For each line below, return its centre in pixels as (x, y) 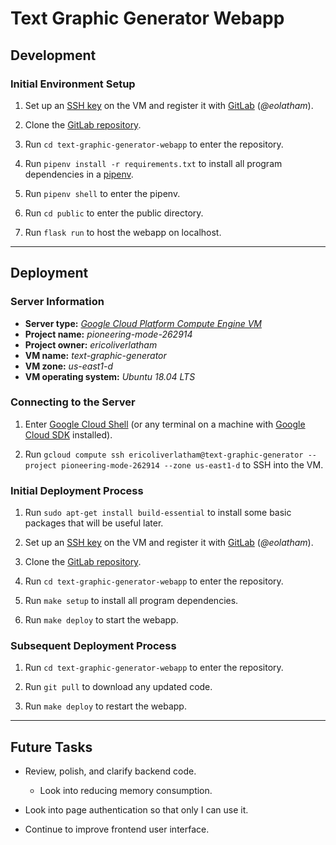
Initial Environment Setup (73, 84)
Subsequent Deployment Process (93, 646)
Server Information (57, 302)
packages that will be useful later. (94, 523)
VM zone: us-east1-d (69, 366)
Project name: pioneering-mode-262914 (108, 334)
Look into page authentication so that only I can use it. (136, 810)
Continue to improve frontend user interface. (117, 829)
